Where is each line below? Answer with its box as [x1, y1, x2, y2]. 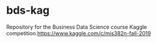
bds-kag [6, 4, 50, 17]
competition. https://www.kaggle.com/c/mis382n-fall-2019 [6, 29, 151, 36]
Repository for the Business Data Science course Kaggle [6, 23, 147, 30]
